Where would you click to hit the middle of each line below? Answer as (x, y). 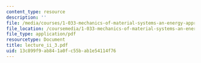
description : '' (26, 17)
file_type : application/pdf (41, 34)
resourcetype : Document (36, 40)
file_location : (25, 28)
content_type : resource (36, 12)
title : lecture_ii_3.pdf (37, 46)
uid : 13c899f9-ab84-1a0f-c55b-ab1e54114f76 (61, 51)
